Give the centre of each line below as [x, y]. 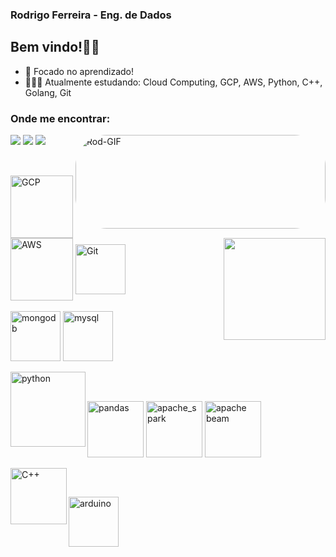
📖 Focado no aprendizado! [79, 71]
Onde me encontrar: [60, 118]
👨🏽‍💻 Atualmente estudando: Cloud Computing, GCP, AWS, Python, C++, [173, 82]
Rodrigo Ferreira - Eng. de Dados [91, 15]
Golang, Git [48, 92]
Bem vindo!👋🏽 [55, 47]
